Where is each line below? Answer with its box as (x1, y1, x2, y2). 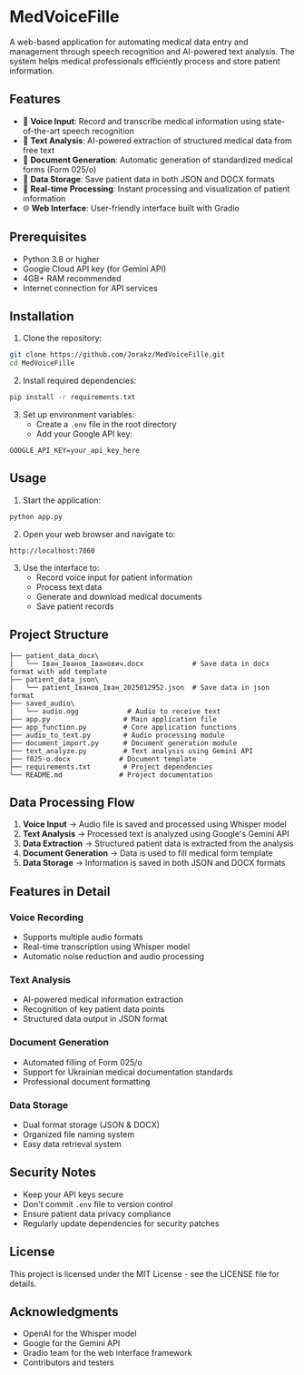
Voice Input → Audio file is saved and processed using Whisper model (22, 819, 288, 830)
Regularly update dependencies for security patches (22, 1218, 220, 1229)
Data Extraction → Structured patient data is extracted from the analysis (22, 838, 294, 850)
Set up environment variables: (22, 409, 135, 419)
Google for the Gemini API (22, 1338, 121, 1349)
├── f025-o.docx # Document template (9, 754, 197, 763)
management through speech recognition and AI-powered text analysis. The (9, 45, 295, 56)
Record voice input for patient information (35, 572, 192, 583)
